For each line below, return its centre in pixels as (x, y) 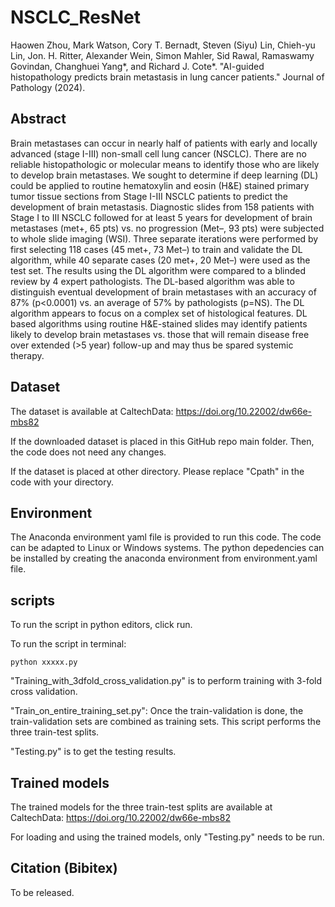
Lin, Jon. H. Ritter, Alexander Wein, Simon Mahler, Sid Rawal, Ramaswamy (162, 55)
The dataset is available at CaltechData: (92, 411)
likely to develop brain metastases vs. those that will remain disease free (160, 334)
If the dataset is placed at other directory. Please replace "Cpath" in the (157, 471)
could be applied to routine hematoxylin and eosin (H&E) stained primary (160, 185)
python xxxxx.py (44, 662)
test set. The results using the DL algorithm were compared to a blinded (158, 270)
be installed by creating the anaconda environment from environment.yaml (164, 558)
